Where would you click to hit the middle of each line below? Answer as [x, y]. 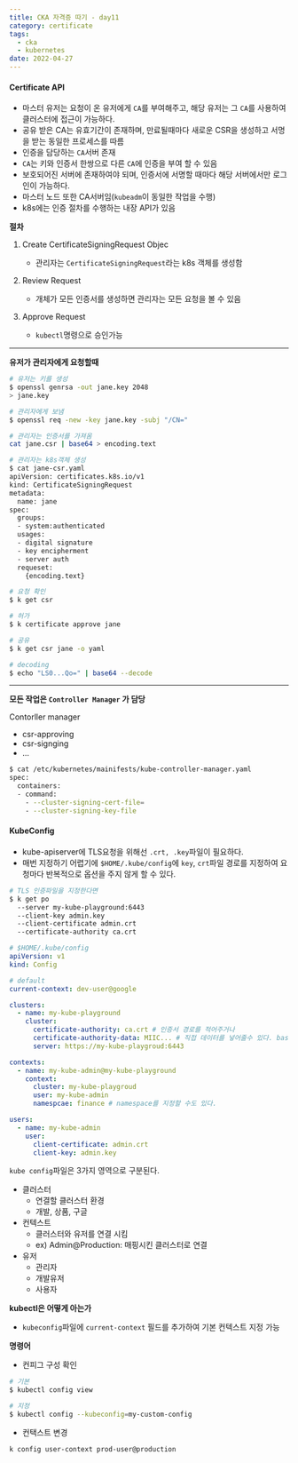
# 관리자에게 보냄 [37, 411]
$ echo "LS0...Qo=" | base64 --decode [81, 673]
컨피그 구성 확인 [49, 1365]
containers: [39, 786]
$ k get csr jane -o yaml [57, 648]
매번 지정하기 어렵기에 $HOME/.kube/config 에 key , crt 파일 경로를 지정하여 [150, 863]
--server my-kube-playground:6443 [81, 907]
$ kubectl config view [51, 1390]
